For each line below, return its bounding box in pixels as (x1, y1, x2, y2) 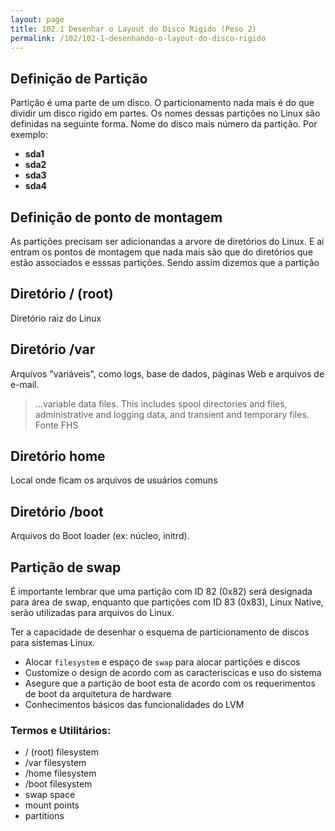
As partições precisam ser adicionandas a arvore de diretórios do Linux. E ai (10, 236, 325, 247)
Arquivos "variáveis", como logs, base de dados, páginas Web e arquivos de (10, 367, 325, 380)
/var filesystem (24, 757, 87, 769)
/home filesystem (24, 767, 97, 780)
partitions (24, 810, 65, 822)
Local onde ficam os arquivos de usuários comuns (10, 474, 218, 486)
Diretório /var (10, 341, 96, 358)
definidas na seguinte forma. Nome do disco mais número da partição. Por (10, 118, 318, 130)
